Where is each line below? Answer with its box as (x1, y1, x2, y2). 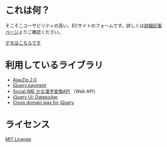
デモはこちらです (5, 39, 41, 46)
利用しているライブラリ (5, 60, 103, 71)
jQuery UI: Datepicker (12, 94, 59, 100)
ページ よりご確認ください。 (5, 29, 64, 35)
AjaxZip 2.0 (12, 77, 37, 83)
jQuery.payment (12, 82, 47, 88)
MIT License (5, 136, 32, 142)
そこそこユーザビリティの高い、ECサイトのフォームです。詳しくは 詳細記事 (5, 22, 162, 29)
